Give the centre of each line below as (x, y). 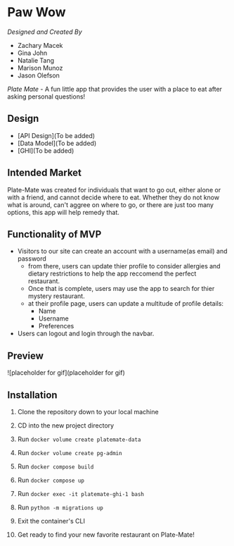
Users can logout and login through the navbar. (86, 334)
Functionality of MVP (54, 234)
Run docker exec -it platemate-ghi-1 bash (81, 494)
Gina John (32, 53)
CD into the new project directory (66, 426)
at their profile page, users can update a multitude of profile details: (125, 304)
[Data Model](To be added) (57, 143)
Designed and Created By (45, 32)
